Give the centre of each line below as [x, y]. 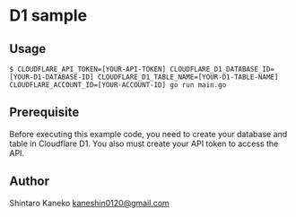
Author [29, 182]
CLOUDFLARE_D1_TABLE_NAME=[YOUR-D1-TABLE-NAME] [188, 77]
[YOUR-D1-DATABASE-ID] [52, 77]
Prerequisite [44, 113]
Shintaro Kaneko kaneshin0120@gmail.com [90, 203]
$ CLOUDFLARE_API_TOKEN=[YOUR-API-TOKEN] [88, 69]
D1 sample [48, 16]
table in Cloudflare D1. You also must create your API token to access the [144, 143]
